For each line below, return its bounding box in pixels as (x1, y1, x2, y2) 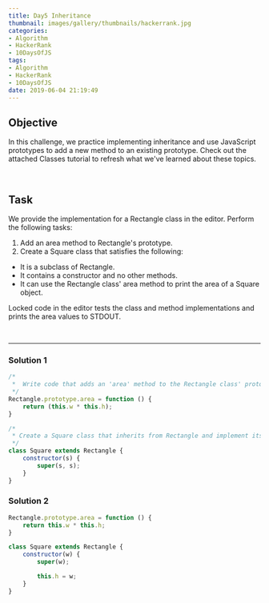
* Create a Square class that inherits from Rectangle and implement (11, 432, 249, 440)
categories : (8, 26, 48, 34)
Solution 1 (8, 354, 47, 365)
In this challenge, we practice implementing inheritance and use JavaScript (8, 137, 256, 147)
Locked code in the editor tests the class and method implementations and (8, 304, 255, 312)
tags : (8, 57, 26, 65)
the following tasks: (8, 223, 73, 232)
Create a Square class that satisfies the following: (19, 247, 184, 256)
